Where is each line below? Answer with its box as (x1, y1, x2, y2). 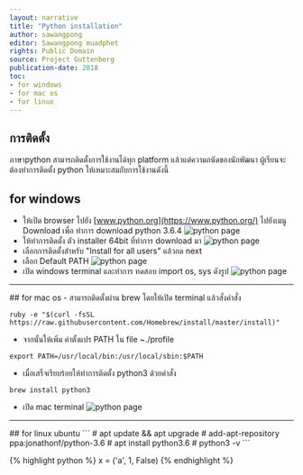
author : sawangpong (9, 30, 83, 39)
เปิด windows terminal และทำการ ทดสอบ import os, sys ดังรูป (22, 266, 230, 276)
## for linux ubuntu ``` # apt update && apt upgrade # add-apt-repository (9, 428, 280, 438)
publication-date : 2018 (9, 64, 99, 73)
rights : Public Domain (9, 47, 95, 56)
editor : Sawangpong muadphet (9, 38, 119, 48)
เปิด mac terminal (22, 402, 85, 412)
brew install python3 (9, 386, 91, 395)
